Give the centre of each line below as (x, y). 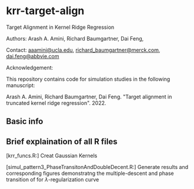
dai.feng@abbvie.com (33, 56)
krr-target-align (45, 11)
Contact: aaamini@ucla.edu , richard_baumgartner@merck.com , (83, 50)
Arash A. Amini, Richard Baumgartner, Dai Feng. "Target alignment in (89, 97)
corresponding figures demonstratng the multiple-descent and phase (90, 173)
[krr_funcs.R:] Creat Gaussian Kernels (52, 156)
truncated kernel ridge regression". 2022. (56, 103)
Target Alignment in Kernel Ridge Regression (60, 27)
